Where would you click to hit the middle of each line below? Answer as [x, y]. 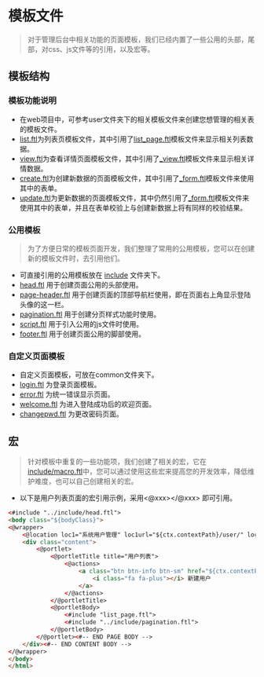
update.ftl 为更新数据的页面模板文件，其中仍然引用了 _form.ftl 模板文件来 [134, 198]
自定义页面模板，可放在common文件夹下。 [89, 375]
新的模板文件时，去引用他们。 [75, 258]
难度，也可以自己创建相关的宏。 [86, 481]
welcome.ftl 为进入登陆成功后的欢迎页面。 [88, 404]
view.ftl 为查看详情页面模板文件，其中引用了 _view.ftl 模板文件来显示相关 [133, 159]
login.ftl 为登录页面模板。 [60, 385]
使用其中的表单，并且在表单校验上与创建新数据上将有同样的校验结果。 [133, 207]
